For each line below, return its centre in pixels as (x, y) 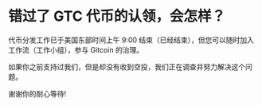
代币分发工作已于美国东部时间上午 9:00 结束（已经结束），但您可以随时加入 (131, 40)
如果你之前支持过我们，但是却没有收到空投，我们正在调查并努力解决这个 (127, 67)
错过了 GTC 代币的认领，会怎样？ (117, 16)
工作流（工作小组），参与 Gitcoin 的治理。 (76, 49)
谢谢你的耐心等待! (37, 93)
